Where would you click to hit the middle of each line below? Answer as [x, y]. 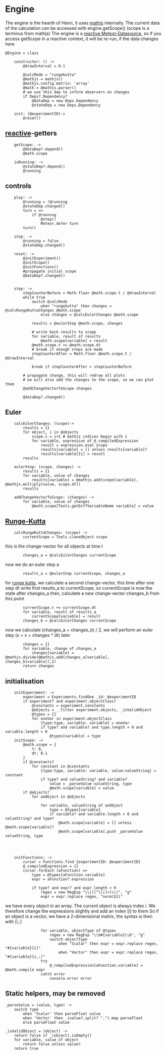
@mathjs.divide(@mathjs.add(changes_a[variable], [57, 657]
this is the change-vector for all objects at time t [54, 546]
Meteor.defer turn [59, 223]
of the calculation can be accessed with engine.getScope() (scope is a [77, 28]
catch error [53, 974]
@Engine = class [22, 53]
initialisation [25, 681]
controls [18, 186]
